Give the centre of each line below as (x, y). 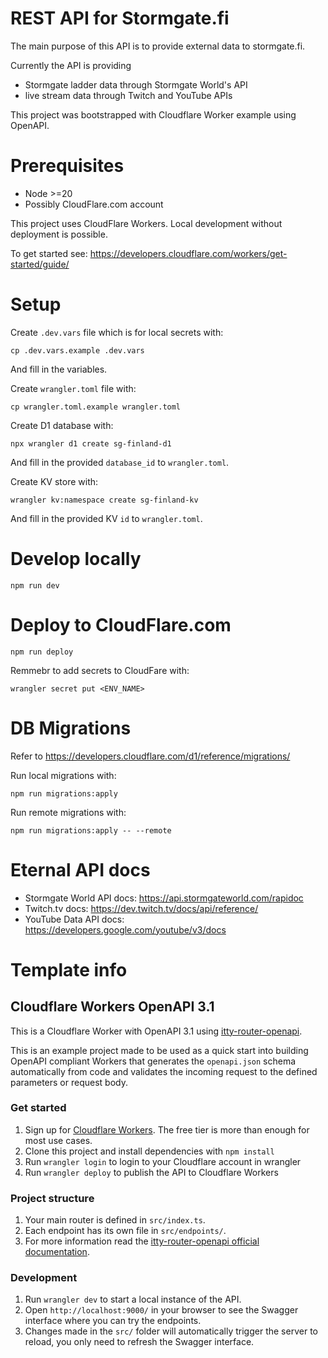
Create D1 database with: (62, 425)
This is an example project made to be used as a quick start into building (159, 1050)
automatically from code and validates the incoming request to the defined (164, 1071)
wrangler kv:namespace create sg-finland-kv (104, 500)
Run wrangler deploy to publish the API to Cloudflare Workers (151, 1172)
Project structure (52, 1198)
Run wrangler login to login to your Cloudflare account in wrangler (163, 1161)
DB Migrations (71, 728)
